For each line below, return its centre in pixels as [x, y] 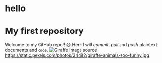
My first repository [44, 31]
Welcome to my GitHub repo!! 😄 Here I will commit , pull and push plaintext [81, 45]
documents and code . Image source [51, 50]
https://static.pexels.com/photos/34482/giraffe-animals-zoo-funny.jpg [77, 55]
